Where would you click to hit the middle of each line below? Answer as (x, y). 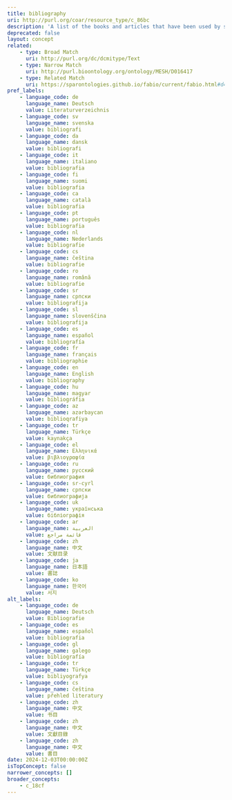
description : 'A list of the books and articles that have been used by (114, 26)
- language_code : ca (49, 194)
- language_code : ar (49, 522)
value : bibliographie (57, 361)
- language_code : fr (49, 348)
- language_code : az (49, 406)
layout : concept (30, 39)
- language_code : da (49, 136)
